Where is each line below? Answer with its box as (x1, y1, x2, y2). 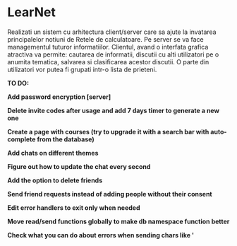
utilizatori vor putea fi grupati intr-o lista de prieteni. (7, 65, 157, 74)
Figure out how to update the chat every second (7, 162, 151, 170)
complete (7, 135, 36, 143)
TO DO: (7, 78, 30, 87)
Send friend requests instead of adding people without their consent (7, 189, 213, 198)
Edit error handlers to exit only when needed (7, 203, 140, 212)
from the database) (37, 135, 95, 143)
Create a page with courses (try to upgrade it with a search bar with (7, 127, 209, 136)
